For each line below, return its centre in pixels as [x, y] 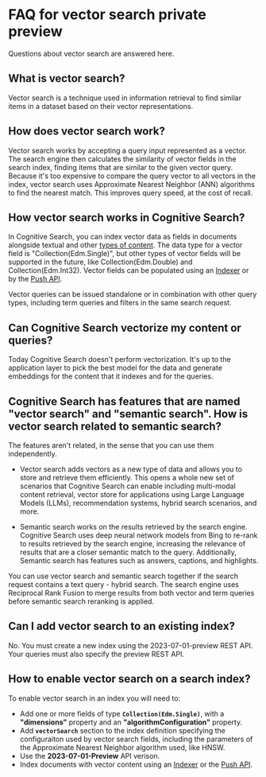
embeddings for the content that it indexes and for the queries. [111, 376]
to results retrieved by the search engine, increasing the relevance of [133, 544]
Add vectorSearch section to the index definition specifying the [123, 730]
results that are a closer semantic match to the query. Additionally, [128, 552]
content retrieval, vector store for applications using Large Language [132, 494]
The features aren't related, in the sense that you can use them [111, 445]
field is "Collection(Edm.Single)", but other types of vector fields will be [124, 254]
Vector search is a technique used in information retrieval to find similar [125, 98]
